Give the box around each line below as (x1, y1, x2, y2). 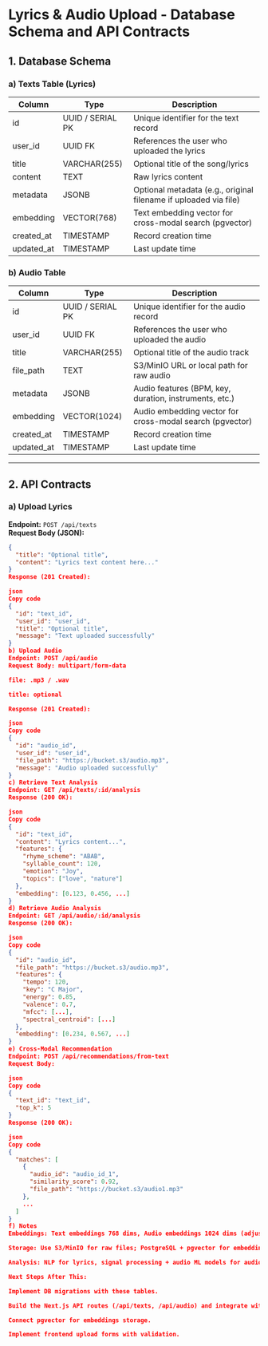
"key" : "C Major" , (22, 986, 84, 994)
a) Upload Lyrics (8, 501, 73, 513)
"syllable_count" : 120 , (22, 860, 102, 868)
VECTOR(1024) (62, 411, 122, 422)
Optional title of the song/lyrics (132, 158, 249, 169)
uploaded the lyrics (132, 145, 206, 156)
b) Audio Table (8, 267, 66, 278)
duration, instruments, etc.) (132, 393, 235, 404)
